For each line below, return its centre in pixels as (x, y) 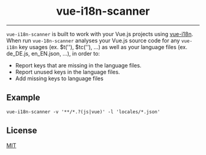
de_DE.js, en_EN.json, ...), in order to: (53, 53)
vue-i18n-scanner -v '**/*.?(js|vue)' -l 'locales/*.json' (83, 112)
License (22, 131)
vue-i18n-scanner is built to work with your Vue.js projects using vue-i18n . (100, 34)
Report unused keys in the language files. (68, 72)
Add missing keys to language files (59, 78)
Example (23, 98)
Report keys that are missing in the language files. (78, 65)
